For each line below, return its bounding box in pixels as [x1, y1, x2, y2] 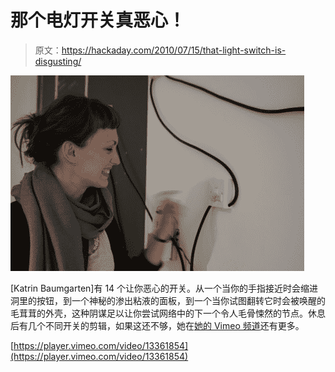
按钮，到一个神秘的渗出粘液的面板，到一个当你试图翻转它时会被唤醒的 [36, 294, 326, 306]
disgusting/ [34, 55, 82, 67]
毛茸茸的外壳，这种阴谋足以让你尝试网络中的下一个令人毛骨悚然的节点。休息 [10, 307, 326, 319]
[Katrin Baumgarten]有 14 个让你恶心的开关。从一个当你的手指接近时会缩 [10, 282, 310, 294]
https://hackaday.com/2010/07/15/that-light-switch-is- [61, 44, 287, 56]
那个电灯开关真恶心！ [10, 9, 187, 32]
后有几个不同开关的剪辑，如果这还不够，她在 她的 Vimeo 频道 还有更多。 [10, 319, 305, 331]
